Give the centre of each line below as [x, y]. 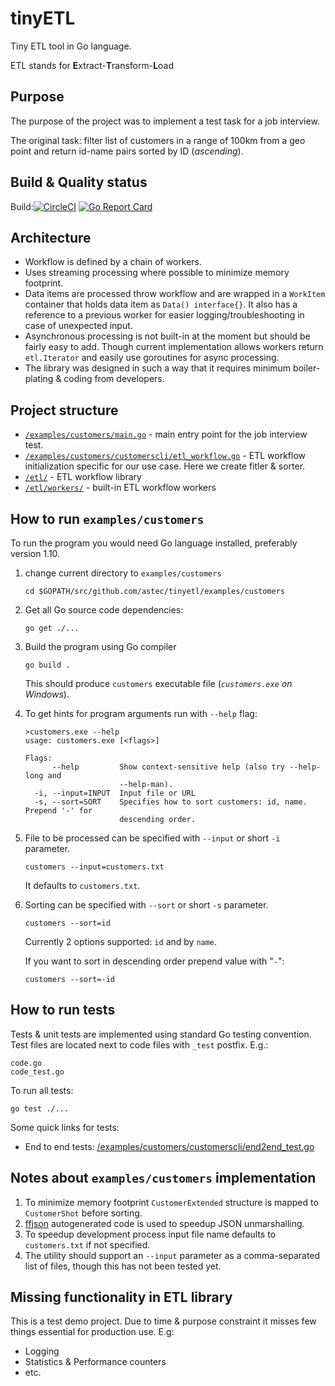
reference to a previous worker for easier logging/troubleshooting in [164, 315]
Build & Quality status [79, 182]
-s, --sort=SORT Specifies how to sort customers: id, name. [171, 802]
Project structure [64, 410]
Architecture [51, 237]
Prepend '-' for [58, 811]
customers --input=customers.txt [94, 867]
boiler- [307, 368]
